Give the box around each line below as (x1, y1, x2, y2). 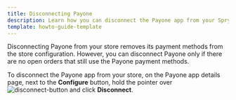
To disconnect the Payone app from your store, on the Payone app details (7, 71, 221, 79)
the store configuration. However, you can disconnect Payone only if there (7, 50, 223, 58)
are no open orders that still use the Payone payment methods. (7, 57, 190, 66)
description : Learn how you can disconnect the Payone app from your (7, 17, 216, 24)
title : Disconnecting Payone (7, 10, 93, 17)
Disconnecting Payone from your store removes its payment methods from (7, 43, 223, 51)
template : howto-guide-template (7, 23, 102, 30)
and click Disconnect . (69, 85, 133, 94)
